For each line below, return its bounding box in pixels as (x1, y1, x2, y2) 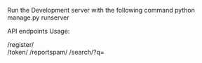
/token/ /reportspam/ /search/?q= (7, 48, 105, 56)
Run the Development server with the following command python (7, 6, 195, 14)
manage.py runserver (7, 13, 70, 22)
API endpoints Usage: (7, 27, 70, 35)
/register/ (7, 41, 34, 48)
